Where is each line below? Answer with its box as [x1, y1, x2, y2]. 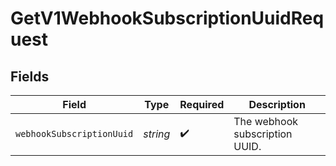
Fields [10, 68, 50, 85]
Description [248, 98, 306, 111]
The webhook [233, 115, 299, 128]
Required [179, 98, 225, 111]
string [143, 127, 171, 141]
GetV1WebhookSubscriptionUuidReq [10, 7, 325, 30]
